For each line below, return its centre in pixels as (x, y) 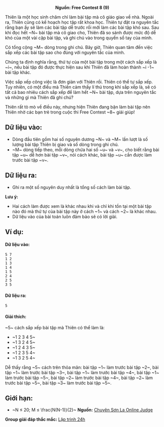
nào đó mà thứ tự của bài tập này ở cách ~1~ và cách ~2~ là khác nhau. (84, 211)
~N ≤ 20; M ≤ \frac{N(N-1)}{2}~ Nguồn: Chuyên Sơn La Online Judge (82, 410)
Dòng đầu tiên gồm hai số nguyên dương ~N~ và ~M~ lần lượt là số (80, 139)
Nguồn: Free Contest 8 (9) (82, 8)
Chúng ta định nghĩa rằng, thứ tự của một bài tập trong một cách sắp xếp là (81, 62)
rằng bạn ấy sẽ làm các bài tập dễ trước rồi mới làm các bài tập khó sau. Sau (82, 27)
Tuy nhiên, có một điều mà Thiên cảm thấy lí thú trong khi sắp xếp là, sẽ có (81, 87)
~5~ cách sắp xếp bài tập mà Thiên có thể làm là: (55, 327)
